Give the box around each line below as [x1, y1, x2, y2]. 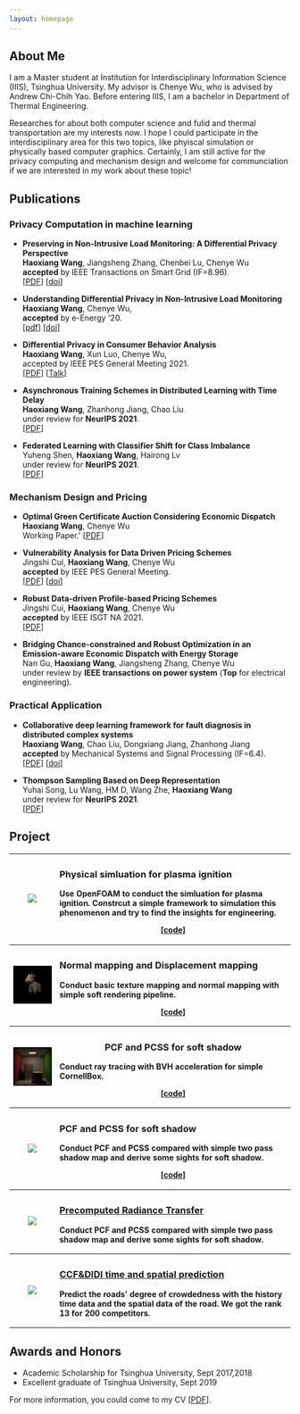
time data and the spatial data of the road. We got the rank [59, 1298, 282, 1309]
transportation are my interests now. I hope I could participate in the [9, 128, 259, 138]
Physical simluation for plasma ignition [59, 868, 232, 880]
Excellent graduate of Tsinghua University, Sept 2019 [21, 1377, 217, 1388]
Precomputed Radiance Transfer [59, 1204, 204, 1217]
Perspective [21, 248, 69, 259]
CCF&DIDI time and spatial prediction [59, 1268, 225, 1281]
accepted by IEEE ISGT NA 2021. [21, 612, 145, 623]
